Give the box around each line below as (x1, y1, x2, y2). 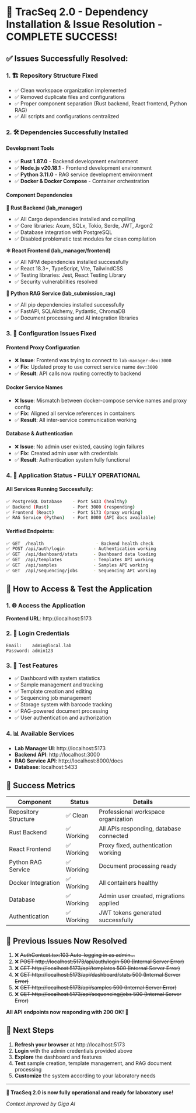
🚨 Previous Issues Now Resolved (6, 936, 127, 946)
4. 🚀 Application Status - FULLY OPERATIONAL (6, 471, 141, 479)
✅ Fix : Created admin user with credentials (14, 449, 118, 456)
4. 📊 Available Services (6, 730, 75, 738)
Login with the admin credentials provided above (14, 1047, 132, 1054)
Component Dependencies (6, 191, 73, 198)
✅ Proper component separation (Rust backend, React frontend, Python (14, 99, 188, 107)
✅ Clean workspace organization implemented (14, 87, 127, 94)
